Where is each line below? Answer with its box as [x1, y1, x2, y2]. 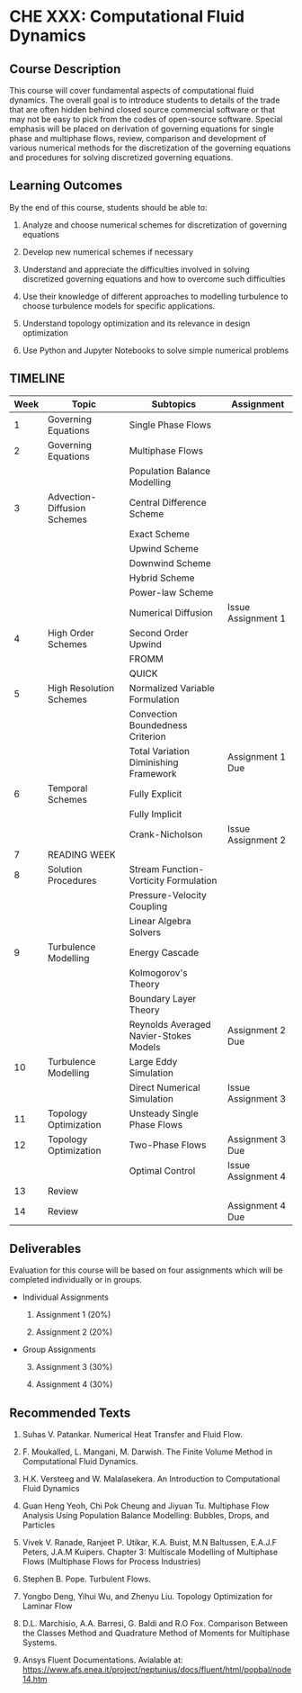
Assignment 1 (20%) [35, 1310, 111, 1320]
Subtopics [151, 398, 197, 410]
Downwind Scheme [129, 556, 211, 569]
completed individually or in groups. [9, 1274, 142, 1285]
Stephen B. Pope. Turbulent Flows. [22, 1573, 151, 1585]
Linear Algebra [129, 914, 191, 927]
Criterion [129, 730, 166, 743]
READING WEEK [48, 848, 116, 860]
